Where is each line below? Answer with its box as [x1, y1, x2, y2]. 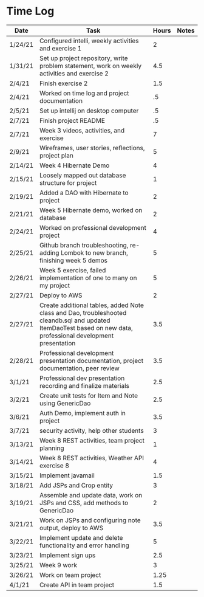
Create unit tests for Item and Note [39, 391, 138, 399]
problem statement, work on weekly [39, 61, 141, 70]
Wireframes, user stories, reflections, [39, 143, 145, 152]
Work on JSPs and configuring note [39, 516, 141, 524]
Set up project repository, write [39, 53, 128, 62]
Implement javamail [39, 471, 95, 480]
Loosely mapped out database [39, 171, 126, 179]
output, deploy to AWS [39, 523, 104, 532]
